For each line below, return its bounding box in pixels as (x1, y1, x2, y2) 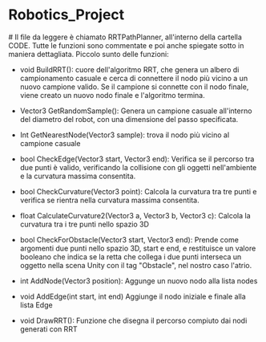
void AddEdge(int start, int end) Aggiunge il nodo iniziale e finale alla (19, 291, 246, 301)
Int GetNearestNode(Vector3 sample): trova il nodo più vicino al (19, 130, 230, 140)
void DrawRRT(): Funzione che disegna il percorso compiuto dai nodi (19, 316, 248, 325)
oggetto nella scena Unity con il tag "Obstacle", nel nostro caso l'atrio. (19, 260, 252, 270)
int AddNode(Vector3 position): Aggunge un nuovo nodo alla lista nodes (19, 275, 258, 286)
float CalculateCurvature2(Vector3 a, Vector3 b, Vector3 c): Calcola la (19, 210, 251, 220)
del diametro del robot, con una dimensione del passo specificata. (19, 114, 239, 124)
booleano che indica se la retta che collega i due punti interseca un (19, 251, 242, 262)
